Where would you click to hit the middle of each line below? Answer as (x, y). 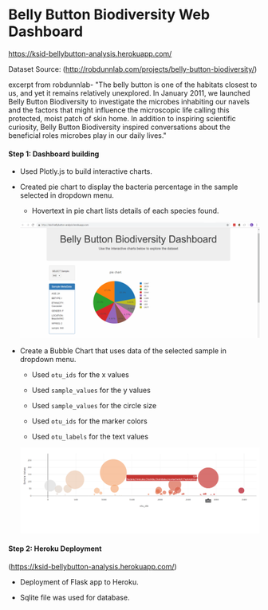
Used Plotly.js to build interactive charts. (86, 171)
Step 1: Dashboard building (54, 154)
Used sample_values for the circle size (94, 405)
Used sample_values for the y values (91, 390)
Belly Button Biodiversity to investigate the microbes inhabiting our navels (129, 101)
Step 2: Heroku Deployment (55, 549)
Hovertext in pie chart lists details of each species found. (125, 211)
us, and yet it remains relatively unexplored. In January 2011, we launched (129, 92)
